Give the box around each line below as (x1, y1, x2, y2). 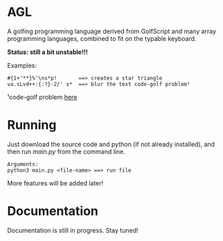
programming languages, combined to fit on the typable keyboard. (7, 34, 197, 42)
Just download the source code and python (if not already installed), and (7, 140, 215, 148)
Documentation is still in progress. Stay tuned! (7, 226, 139, 234)
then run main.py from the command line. (7, 147, 126, 156)
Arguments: (7, 161, 39, 168)
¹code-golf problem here (7, 93, 78, 101)
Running (7, 117, 57, 133)
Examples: (7, 61, 37, 69)
